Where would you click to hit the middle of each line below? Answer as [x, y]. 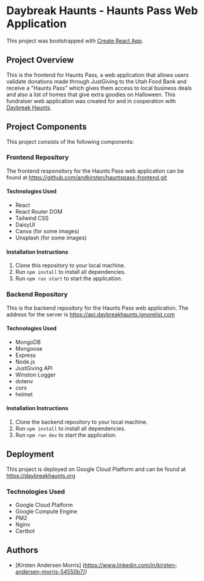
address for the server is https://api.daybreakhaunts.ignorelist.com [91, 314]
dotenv [24, 381]
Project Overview [40, 60]
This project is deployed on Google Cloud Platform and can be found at [96, 469]
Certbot [25, 531]
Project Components [47, 127]
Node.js [25, 361]
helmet [24, 394]
